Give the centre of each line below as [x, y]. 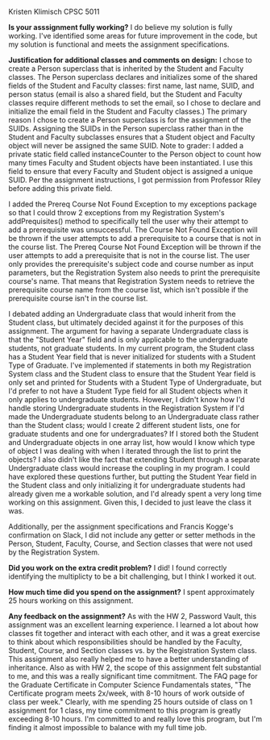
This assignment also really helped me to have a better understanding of [129, 659]
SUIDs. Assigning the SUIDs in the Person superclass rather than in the [126, 129]
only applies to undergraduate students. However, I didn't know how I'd [127, 399]
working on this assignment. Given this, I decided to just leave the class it [130, 502]
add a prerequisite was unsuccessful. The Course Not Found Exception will [133, 230]
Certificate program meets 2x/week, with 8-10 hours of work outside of [127, 693]
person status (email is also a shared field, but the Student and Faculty [126, 94]
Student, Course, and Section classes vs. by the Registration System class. [133, 651]
